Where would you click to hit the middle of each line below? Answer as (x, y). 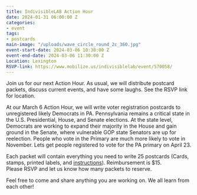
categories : (21, 22)
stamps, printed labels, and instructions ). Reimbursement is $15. (84, 162)
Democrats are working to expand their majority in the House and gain (91, 126)
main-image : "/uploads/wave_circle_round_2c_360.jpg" (74, 45)
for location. (21, 96)
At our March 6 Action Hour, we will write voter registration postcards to (93, 108)
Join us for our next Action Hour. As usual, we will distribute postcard (90, 83)
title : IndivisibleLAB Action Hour (50, 12)
